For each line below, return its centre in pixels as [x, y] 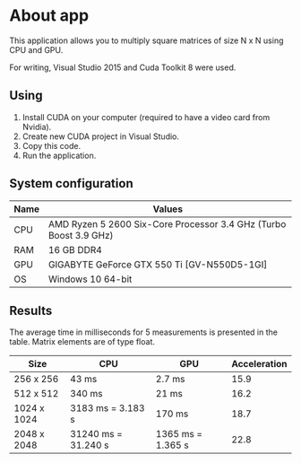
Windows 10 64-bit [90, 279]
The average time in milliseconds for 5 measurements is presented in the [143, 332]
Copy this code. [52, 145]
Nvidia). [37, 127]
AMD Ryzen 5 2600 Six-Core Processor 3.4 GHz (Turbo [167, 223]
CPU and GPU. [36, 49]
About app [49, 16]
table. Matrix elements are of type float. [82, 342]
